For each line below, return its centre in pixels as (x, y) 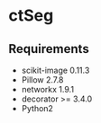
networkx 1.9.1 (47, 89)
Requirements (49, 49)
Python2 (37, 108)
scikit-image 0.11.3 (55, 70)
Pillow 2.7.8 (42, 80)
